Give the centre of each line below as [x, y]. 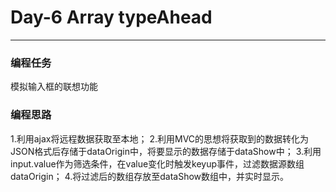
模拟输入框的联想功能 [54, 87]
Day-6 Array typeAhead [111, 17]
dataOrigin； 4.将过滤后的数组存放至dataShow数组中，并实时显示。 [150, 176]
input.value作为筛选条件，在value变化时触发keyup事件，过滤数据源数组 [157, 163]
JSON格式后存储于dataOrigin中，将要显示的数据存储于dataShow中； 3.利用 [166, 151]
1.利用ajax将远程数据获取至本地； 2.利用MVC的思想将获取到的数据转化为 [160, 138]
